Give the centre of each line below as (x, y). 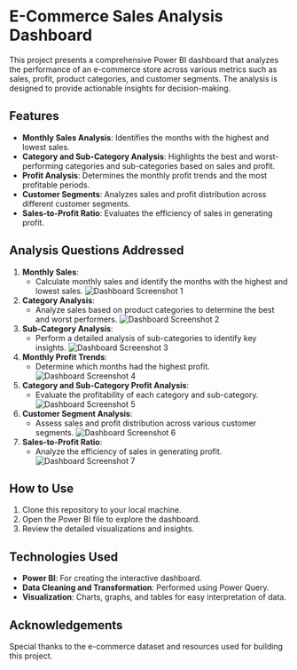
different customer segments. (76, 203)
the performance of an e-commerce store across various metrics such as (143, 69)
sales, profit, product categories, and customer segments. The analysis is (143, 78)
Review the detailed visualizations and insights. (108, 529)
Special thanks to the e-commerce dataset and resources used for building (146, 646)
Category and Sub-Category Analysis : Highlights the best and (137, 156)
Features (34, 116)
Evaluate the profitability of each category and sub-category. (147, 395)
